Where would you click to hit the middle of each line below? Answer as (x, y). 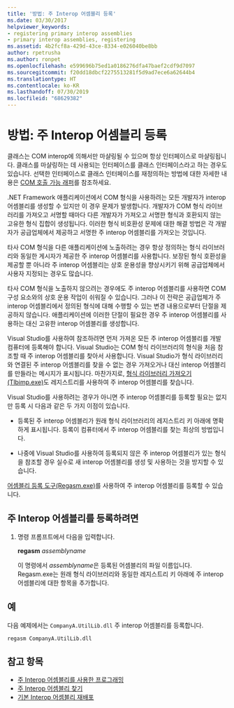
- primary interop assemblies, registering (72, 40)
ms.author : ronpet (34, 60)
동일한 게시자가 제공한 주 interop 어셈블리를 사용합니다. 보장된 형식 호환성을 (123, 256)
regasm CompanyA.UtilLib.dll (50, 639)
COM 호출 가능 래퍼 (47, 182)
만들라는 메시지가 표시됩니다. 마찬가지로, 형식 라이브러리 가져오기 (103, 373)
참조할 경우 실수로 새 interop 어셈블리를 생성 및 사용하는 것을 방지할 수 (120, 462)
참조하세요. (96, 182)
